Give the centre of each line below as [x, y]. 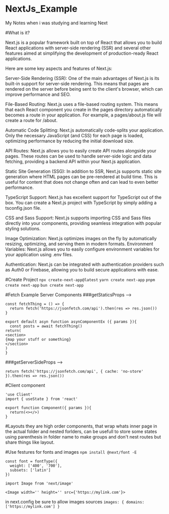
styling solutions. [23, 228]
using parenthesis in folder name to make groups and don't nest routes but [83, 437]
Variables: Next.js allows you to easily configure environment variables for [82, 249]
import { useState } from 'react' [42, 399]
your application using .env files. [39, 254]
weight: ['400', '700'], [36, 466]
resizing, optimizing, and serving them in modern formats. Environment [79, 244]
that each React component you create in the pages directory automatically [84, 109]
